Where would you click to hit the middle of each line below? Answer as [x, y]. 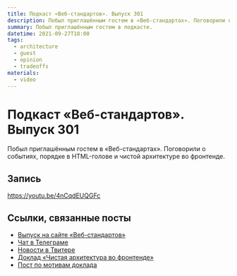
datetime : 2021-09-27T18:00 [49, 34]
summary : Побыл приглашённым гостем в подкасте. [80, 27]
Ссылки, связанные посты [69, 218]
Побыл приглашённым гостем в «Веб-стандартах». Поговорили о [107, 149]
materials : [23, 73]
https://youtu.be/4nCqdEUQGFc [54, 196]
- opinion [28, 60]
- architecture [36, 47]
